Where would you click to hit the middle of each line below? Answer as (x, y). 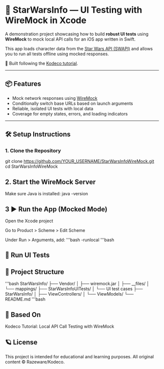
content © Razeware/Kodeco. (35, 362)
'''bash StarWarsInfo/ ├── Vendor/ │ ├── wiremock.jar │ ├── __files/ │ (77, 284)
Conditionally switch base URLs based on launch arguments (72, 103)
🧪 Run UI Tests (27, 255)
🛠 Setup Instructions (38, 134)
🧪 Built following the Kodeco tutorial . (41, 63)
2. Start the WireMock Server (51, 182)
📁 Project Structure (35, 272)
